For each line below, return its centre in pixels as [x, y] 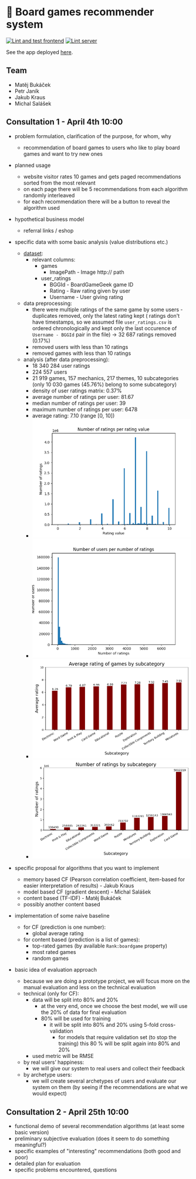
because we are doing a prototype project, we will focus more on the [107, 981]
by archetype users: [48, 1075]
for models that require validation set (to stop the [118, 1037]
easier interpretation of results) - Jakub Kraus [79, 886]
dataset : [33, 253]
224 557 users [50, 372]
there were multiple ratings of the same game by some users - [107, 309]
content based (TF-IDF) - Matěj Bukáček [72, 898]
